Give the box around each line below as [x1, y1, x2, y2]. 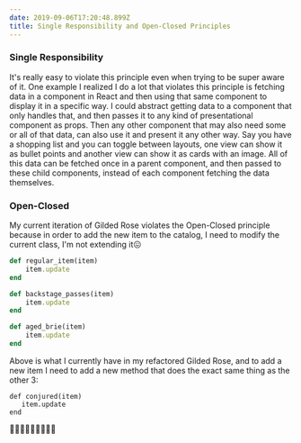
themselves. [9, 176, 55, 187]
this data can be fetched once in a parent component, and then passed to [9, 158, 281, 168]
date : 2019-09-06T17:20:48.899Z [9, 13, 130, 23]
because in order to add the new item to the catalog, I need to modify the [9, 230, 280, 240]
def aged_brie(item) [9, 322, 87, 331]
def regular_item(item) [9, 257, 99, 266]
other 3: [9, 375, 39, 385]
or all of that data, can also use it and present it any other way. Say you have [9, 129, 292, 140]
